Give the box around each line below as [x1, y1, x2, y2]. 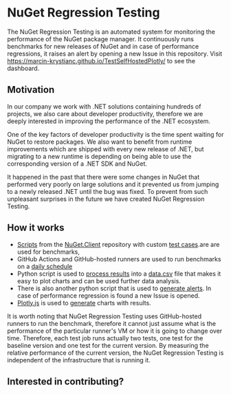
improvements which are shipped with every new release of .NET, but [7, 144, 204, 153]
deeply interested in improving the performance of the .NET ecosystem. [7, 117, 211, 125]
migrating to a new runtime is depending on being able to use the [7, 152, 192, 160]
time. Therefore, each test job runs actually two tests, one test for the [7, 333, 203, 342]
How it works [7, 222, 65, 234]
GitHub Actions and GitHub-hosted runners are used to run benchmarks [16, 254, 221, 263]
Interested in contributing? [7, 375, 124, 387]
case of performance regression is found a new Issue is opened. [16, 291, 201, 300]
